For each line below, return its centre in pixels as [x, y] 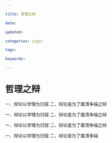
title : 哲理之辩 [20, 14]
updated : [14, 32]
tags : [11, 50]
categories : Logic [24, 41]
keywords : [15, 59]
